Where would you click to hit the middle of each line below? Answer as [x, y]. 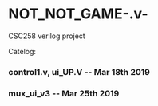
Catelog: [22, 51]
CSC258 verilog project [47, 36]
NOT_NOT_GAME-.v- [79, 14]
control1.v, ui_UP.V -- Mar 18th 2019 [79, 72]
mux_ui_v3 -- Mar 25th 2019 [64, 93]
